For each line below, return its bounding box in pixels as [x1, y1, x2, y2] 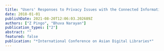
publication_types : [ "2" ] [5, 25, 58, 30]
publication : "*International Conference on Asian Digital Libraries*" [5, 39, 154, 44]
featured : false [5, 34, 38, 39]
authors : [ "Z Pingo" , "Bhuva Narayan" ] [5, 20, 86, 26]
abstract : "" [5, 30, 32, 34]
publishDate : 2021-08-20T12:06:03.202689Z [5, 16, 93, 21]
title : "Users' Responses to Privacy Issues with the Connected [5, 7, 139, 12]
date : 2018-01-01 [5, 12, 41, 17]
